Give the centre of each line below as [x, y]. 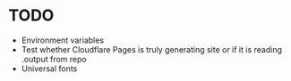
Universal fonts [49, 69]
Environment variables [63, 40]
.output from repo [54, 59]
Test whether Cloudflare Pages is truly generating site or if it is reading [152, 49]
